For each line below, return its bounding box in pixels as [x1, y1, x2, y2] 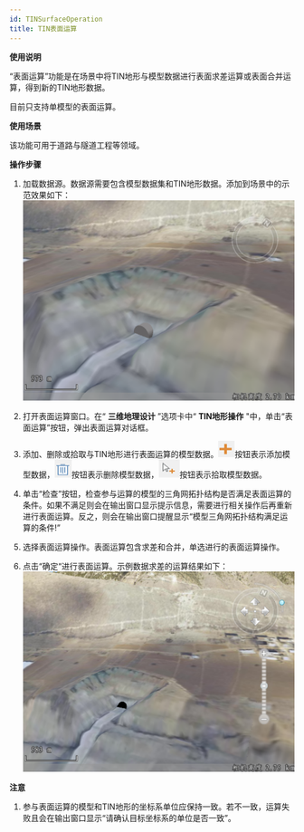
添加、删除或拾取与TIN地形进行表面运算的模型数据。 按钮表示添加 [22, 448, 283, 459]
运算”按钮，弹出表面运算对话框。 [30, 422, 154, 433]
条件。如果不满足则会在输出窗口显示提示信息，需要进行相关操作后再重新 [22, 499, 292, 511]
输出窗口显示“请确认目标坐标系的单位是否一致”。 [53, 812, 237, 823]
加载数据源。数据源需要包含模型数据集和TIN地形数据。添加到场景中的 [22, 177, 282, 189]
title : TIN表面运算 [9, 24, 78, 33]
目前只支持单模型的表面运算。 [9, 100, 120, 112]
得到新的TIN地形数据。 [24, 81, 110, 92]
